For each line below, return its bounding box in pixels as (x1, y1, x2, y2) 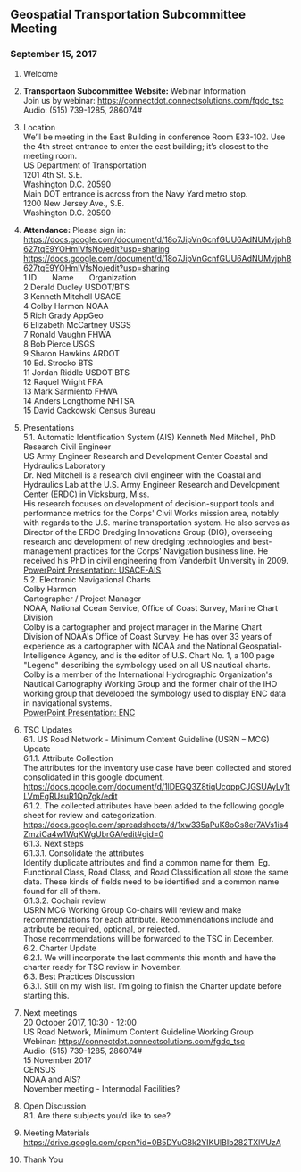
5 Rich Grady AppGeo (22, 310, 104, 321)
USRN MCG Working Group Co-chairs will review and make (22, 904, 242, 915)
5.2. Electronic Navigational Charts (22, 573, 151, 584)
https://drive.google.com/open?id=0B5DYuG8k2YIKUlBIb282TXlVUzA (22, 1136, 282, 1147)
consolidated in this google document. (22, 772, 164, 783)
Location (22, 121, 56, 132)
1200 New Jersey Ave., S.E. (22, 197, 124, 208)
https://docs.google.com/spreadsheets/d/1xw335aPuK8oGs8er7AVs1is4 (22, 819, 289, 830)
